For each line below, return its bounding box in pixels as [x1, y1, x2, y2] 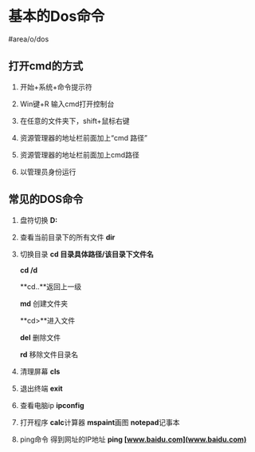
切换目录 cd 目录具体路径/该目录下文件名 [19, 249, 154, 259]
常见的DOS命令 [8, 192, 84, 206]
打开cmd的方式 [8, 59, 84, 73]
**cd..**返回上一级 [19, 281, 82, 291]
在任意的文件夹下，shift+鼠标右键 [19, 116, 130, 125]
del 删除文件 [19, 332, 61, 342]
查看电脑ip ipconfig [19, 400, 85, 410]
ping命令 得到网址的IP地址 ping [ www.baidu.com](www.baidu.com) [19, 434, 247, 444]
